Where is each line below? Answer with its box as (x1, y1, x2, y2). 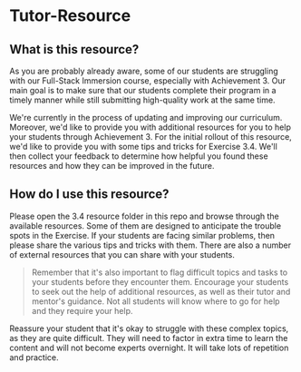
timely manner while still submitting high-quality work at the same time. (9, 94, 276, 105)
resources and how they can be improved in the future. (9, 161, 215, 171)
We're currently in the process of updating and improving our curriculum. (9, 113, 283, 122)
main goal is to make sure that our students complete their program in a (9, 85, 277, 95)
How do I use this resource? (9, 187, 170, 202)
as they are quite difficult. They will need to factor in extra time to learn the (9, 332, 288, 343)
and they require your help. (31, 305, 133, 316)
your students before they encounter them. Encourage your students (31, 276, 289, 287)
